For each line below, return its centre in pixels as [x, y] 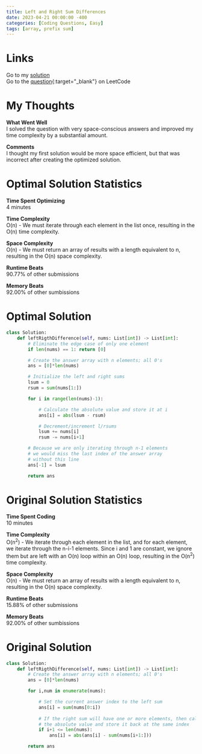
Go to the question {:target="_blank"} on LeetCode [69, 81]
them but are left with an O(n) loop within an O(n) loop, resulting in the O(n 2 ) [101, 556]
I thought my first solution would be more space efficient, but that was [93, 154]
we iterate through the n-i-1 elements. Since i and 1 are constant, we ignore [99, 549]
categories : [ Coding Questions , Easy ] [55, 23]
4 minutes [19, 207]
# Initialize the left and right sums [76, 377]
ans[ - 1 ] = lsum [47, 465]
